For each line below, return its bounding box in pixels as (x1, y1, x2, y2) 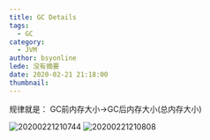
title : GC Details (9, 12, 77, 22)
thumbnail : (9, 78, 49, 87)
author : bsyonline (9, 54, 77, 63)
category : (9, 37, 46, 47)
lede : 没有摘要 (9, 63, 60, 71)
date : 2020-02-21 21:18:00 (9, 70, 109, 79)
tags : (9, 21, 29, 30)
